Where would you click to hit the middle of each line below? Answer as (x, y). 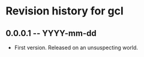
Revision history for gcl (64, 11)
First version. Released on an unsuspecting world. (76, 47)
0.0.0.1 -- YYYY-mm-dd (51, 33)
